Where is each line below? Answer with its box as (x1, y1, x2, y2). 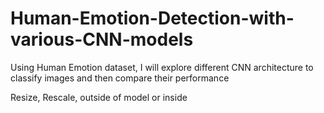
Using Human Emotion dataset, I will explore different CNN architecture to (10, 61, 314, 73)
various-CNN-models (10, 28, 194, 51)
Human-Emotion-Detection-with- (10, 7, 295, 30)
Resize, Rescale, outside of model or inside (10, 91, 188, 103)
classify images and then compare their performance (10, 72, 230, 84)
